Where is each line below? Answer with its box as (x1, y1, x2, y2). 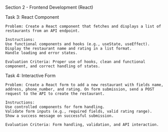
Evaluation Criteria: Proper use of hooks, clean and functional (5, 59, 145, 64)
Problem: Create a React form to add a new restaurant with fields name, (5, 82, 164, 87)
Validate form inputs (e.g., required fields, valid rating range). (5, 109, 152, 114)
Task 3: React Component (5, 14, 60, 20)
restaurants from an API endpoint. (5, 28, 80, 33)
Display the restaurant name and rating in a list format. (5, 46, 132, 51)
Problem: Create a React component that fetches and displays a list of (5, 24, 161, 29)
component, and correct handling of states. (5, 64, 100, 69)
